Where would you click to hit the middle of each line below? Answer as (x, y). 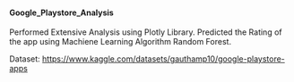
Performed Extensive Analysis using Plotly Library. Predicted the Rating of (146, 32)
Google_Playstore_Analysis (61, 12)
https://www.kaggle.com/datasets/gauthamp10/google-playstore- (163, 59)
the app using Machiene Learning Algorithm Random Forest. (120, 42)
